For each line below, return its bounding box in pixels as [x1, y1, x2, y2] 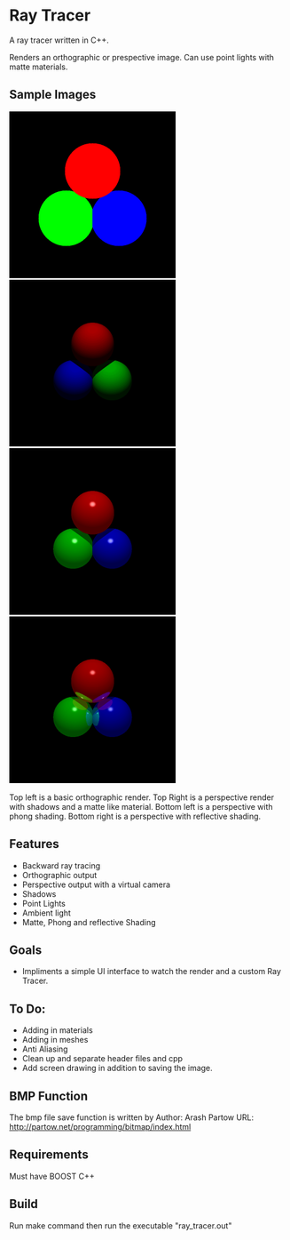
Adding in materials [21, 1025, 93, 1036]
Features [9, 836, 59, 852]
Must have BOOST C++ [9, 1171, 95, 1181]
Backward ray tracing [21, 860, 101, 871]
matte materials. [9, 61, 68, 72]
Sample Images [9, 87, 97, 102]
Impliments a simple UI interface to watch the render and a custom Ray [21, 966, 282, 977]
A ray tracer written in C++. [9, 35, 109, 45]
